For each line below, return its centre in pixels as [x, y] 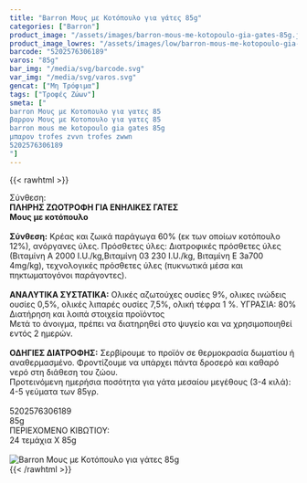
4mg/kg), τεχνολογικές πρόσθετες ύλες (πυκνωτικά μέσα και [127, 265]
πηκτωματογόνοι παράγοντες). [69, 275]
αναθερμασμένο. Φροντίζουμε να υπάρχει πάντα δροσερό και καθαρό [144, 362]
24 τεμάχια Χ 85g [43, 440]
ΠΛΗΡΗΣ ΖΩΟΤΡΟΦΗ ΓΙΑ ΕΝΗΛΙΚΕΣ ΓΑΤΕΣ [94, 207]
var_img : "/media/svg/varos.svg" [73, 78]
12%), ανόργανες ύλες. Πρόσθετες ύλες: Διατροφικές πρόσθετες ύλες [145, 246]
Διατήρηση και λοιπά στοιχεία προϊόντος [87, 314]
